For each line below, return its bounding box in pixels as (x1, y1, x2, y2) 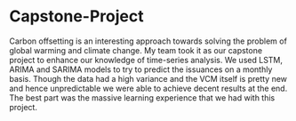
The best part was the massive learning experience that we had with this (9, 92, 276, 103)
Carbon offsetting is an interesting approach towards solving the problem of (9, 36, 287, 46)
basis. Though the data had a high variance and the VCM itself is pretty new (9, 73, 287, 84)
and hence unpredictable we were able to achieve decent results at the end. (9, 83, 288, 93)
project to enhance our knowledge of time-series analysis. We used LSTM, (9, 54, 283, 65)
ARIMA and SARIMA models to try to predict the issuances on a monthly (9, 64, 273, 75)
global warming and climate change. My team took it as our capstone (9, 44, 263, 55)
